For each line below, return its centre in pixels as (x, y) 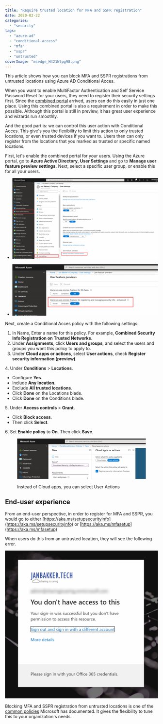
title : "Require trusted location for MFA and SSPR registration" (73, 10)
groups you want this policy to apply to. (51, 348)
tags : (10, 31)
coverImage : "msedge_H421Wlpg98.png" (43, 62)
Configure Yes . (27, 377)
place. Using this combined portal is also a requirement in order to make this (81, 106)
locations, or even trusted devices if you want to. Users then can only (74, 136)
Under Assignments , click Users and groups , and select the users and (83, 343)
